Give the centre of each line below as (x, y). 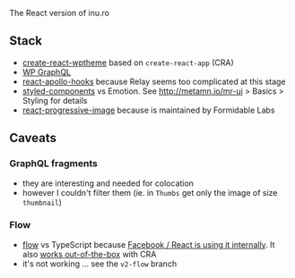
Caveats (33, 138)
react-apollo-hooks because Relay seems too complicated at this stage (154, 81)
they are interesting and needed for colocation (108, 183)
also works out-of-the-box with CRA (89, 254)
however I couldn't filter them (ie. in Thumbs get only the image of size (150, 192)
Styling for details (55, 100)
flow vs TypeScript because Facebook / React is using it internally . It (148, 244)
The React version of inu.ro (60, 13)
